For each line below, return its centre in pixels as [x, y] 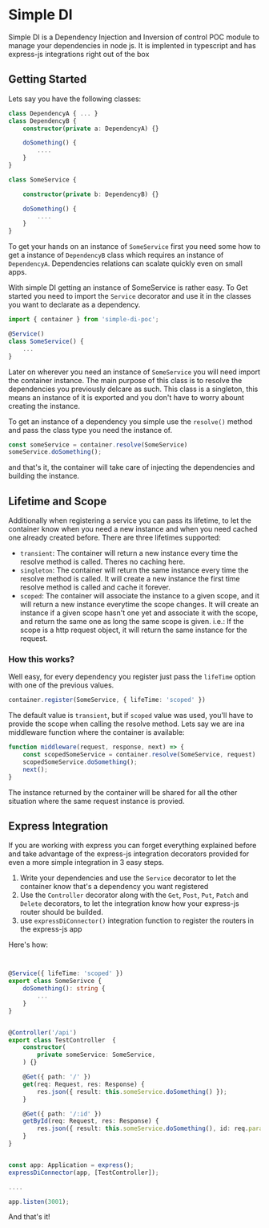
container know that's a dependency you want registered [114, 887]
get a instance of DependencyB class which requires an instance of [116, 255]
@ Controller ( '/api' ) [43, 1032]
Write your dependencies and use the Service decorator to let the [128, 878]
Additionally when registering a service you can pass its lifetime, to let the [130, 520]
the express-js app [51, 929]
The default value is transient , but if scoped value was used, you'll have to [131, 716]
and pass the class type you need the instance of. [90, 430]
